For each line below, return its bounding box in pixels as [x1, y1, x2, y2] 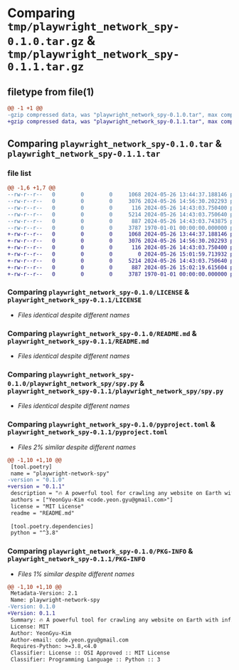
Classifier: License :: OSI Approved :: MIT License [10, 649, 171, 656]
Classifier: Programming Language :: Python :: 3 [10, 656, 161, 664]
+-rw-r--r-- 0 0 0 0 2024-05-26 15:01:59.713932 [7, 251, 228, 258]
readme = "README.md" [10, 509, 75, 517]
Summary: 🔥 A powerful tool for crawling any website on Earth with [10, 616, 219, 624]
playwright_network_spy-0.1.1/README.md [7, 337, 149, 345]
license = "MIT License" [10, 503, 84, 510]
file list [7, 168, 32, 178]
